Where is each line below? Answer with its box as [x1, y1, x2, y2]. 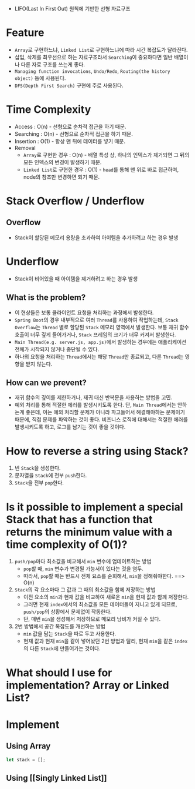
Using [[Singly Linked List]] [6, 773, 107, 783]
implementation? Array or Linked [6, 678, 169, 692]
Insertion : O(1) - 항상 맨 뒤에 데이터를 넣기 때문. [14, 138, 126, 145]
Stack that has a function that [6, 513, 153, 526]
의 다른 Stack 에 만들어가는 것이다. [23, 645, 101, 652]
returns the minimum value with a [6, 525, 173, 539]
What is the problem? [6, 293, 86, 303]
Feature [6, 26, 45, 39]
